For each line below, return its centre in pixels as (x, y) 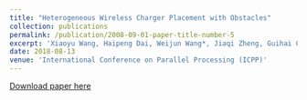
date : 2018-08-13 (42, 52)
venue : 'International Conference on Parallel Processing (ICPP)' (138, 60)
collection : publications (58, 26)
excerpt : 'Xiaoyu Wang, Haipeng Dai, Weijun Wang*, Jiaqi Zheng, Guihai (151, 43)
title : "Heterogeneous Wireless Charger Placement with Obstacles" (141, 18)
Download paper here (50, 86)
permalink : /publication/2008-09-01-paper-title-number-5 (122, 35)
